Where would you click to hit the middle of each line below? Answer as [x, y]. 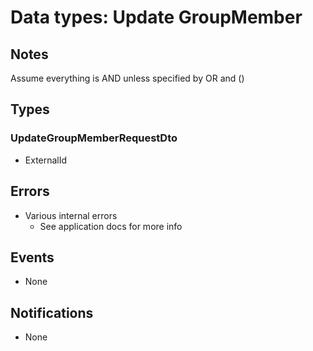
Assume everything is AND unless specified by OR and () [127, 78]
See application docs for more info [111, 226]
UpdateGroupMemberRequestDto [94, 138]
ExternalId [46, 160]
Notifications [52, 312]
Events [32, 257]
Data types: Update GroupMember [156, 17]
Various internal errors [71, 215]
